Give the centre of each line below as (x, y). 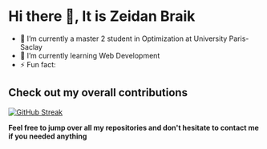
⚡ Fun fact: (38, 64)
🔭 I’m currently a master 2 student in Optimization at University (123, 38)
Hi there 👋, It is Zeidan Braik (102, 16)
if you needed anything (48, 136)
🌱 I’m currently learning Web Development (90, 55)
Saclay (31, 46)
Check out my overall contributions (98, 93)
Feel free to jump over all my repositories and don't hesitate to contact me (133, 127)
